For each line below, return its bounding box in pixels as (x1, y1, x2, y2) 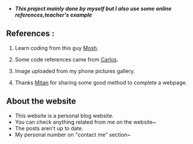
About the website (6, 96, 76, 107)
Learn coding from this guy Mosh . (14, 44, 99, 51)
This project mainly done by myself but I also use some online (14, 5, 172, 12)
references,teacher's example (14, 11, 93, 18)
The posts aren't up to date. (14, 124, 84, 132)
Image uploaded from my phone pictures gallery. (14, 67, 136, 74)
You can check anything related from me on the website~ (14, 118, 157, 126)
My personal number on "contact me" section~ (14, 131, 131, 138)
